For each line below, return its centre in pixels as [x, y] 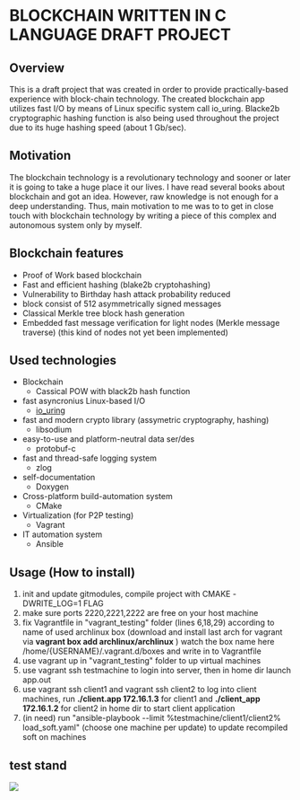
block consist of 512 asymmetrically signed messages [122, 303]
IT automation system [62, 534]
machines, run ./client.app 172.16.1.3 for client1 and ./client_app [141, 699]
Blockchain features [66, 254]
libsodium [54, 430]
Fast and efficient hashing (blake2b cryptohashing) [116, 285]
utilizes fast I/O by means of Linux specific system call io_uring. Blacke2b [145, 108]
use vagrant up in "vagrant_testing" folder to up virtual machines [141, 661]
